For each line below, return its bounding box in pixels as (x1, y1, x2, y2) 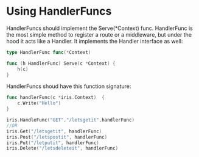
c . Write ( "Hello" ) (17, 100, 61, 106)
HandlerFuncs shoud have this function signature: (6, 82, 131, 90)
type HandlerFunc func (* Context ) (6, 49, 91, 56)
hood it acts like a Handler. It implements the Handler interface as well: (6, 37, 183, 45)
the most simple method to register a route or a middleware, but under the (6, 31, 192, 38)
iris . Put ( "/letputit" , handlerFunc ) (6, 139, 99, 146)
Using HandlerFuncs (6, 4, 112, 18)
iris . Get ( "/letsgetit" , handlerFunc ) (6, 128, 102, 134)
